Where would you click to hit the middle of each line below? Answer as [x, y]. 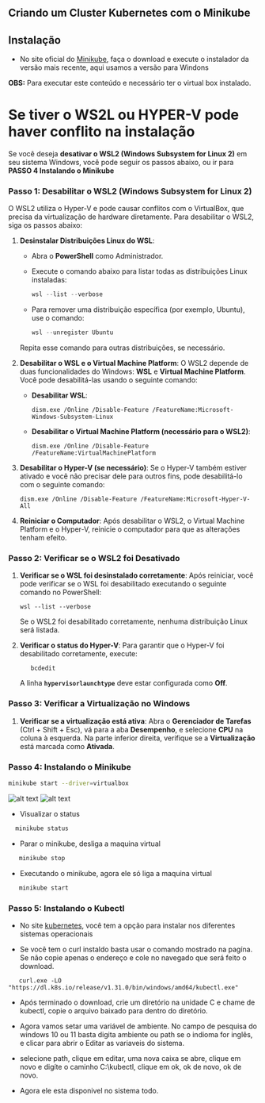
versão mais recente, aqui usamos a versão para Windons [114, 67]
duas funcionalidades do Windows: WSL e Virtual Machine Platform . [132, 371]
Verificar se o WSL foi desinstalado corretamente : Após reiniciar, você [136, 575]
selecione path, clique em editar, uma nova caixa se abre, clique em [130, 1058]
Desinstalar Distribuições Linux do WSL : [87, 240]
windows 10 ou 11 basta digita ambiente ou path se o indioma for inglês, [136, 1034]
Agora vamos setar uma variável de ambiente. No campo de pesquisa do [138, 1026]
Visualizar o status [50, 813]
